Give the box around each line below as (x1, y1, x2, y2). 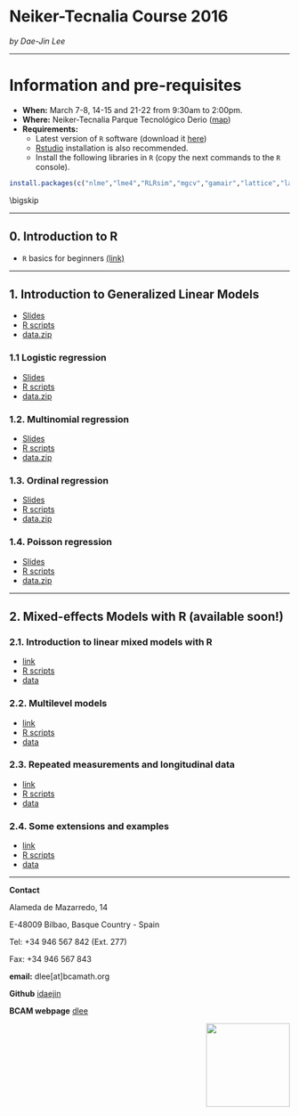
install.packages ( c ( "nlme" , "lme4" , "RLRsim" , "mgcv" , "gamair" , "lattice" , (9, 178, 280, 188)
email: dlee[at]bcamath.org (9, 971, 109, 982)
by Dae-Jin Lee (9, 36, 66, 46)
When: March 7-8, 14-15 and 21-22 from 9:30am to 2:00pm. (21, 104, 243, 115)
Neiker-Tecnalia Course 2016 (9, 6, 229, 27)
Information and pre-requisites (9, 76, 242, 95)
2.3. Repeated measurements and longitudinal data (9, 759, 236, 771)
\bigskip (9, 194, 39, 206)
